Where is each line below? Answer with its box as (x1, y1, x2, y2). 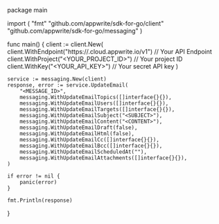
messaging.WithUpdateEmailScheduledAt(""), (19, 148, 148, 155)
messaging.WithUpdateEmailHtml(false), (19, 130, 135, 137)
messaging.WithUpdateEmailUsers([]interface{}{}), (19, 100, 169, 107)
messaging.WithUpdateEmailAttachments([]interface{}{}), (19, 155, 188, 162)
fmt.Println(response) (7, 197, 73, 204)
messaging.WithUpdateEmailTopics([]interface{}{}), (19, 94, 172, 101)
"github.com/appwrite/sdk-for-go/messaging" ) (7, 27, 143, 35)
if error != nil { (7, 173, 60, 180)
